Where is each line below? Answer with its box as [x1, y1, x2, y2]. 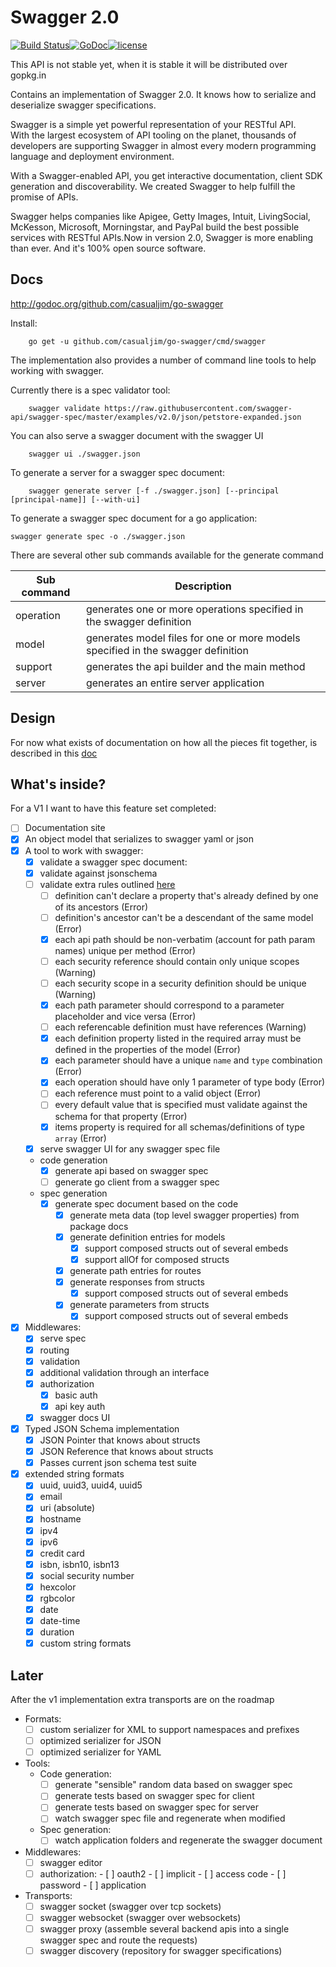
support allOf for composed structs [84, 1254, 230, 1265]
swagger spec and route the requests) [39, 1934, 198, 1946]
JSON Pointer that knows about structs [39, 1434, 201, 1446]
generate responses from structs [69, 1276, 205, 1288]
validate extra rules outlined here [39, 878, 176, 890]
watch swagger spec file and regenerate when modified [54, 1812, 286, 1825]
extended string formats [24, 1468, 125, 1480]
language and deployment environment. [10, 150, 175, 162]
